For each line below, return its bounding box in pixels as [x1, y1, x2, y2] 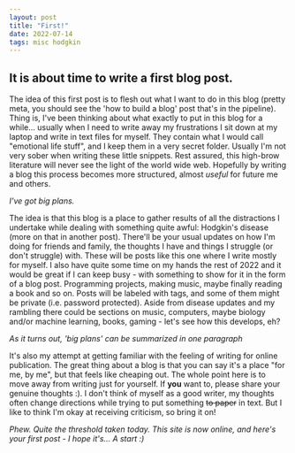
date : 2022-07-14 [9, 29, 73, 38]
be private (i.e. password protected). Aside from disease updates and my [9, 297, 276, 308]
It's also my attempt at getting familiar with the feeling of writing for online [9, 350, 278, 361]
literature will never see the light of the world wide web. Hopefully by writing [9, 160, 287, 171]
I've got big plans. [9, 196, 75, 206]
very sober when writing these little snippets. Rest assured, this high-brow [9, 150, 280, 161]
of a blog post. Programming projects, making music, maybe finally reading [9, 279, 283, 289]
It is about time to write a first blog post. [9, 70, 233, 85]
